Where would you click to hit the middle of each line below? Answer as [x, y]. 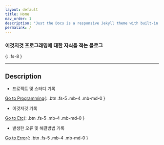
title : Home [17, 14]
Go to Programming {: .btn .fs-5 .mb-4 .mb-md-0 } [55, 98]
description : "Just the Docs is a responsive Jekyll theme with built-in [82, 23]
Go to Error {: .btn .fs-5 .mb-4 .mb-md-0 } [47, 138]
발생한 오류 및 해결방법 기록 [38, 128]
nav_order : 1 [18, 18]
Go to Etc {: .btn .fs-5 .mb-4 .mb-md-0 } [45, 118]
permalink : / [18, 28]
